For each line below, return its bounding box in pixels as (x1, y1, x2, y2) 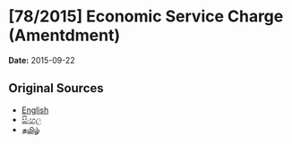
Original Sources (8, 80, 104, 96)
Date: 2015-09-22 (8, 55, 75, 65)
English (21, 105, 49, 115)
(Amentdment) (8, 25, 121, 46)
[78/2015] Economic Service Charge (8, 6, 284, 27)
